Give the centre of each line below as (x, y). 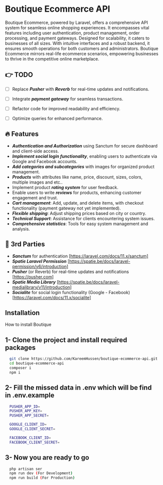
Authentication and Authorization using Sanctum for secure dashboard (85, 146)
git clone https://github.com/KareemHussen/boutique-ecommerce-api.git (84, 359)
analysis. (21, 229)
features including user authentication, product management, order (72, 33)
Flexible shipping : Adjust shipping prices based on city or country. (79, 213)
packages (20, 348)
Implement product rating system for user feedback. (65, 187)
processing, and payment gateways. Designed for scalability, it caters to (77, 38)
